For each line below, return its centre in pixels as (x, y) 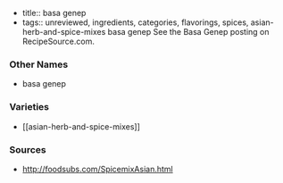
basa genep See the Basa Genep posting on (188, 32)
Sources (28, 149)
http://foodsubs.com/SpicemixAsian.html (97, 169)
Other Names (39, 64)
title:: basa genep (54, 13)
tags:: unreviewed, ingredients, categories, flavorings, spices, (135, 22)
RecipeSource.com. (58, 41)
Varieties (29, 107)
